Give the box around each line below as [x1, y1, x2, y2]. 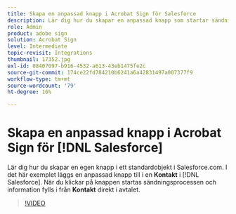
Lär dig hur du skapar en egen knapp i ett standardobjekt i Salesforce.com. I [7, 163, 228, 172]
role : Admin [7, 23, 42, 30]
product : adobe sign [7, 29, 68, 37]
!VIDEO [24, 199, 46, 208]
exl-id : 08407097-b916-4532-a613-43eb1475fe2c [7, 62, 146, 69]
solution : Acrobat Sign [7, 36, 77, 44]
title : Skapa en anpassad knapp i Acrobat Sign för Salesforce [7, 10, 197, 18]
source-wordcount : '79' [7, 82, 77, 89]
